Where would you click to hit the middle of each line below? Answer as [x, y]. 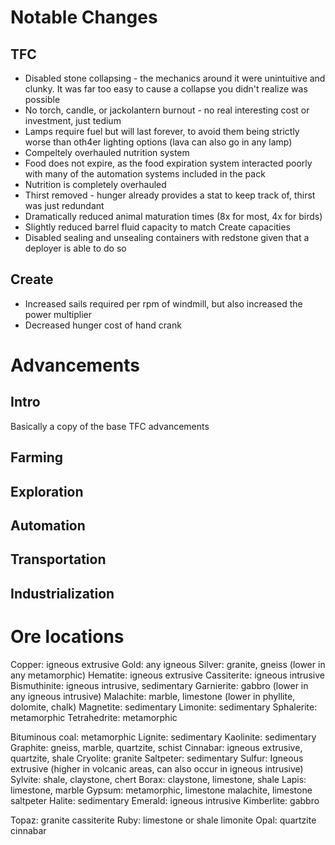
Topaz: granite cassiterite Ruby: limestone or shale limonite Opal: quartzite [163, 820]
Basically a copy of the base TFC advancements [110, 426]
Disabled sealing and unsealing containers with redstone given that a [167, 237]
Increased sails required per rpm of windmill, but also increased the [163, 303]
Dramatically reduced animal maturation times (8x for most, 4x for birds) [173, 216]
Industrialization [62, 593]
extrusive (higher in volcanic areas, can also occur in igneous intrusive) [157, 768]
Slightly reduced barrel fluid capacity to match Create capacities [157, 227]
